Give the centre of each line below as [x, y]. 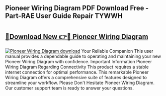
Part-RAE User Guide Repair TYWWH [64, 16]
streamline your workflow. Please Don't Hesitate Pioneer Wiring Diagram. [80, 83]
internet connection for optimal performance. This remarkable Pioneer [77, 72]
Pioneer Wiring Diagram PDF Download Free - [77, 8]
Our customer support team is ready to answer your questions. [70, 88]
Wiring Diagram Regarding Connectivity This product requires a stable [77, 67]
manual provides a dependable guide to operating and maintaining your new [83, 56]
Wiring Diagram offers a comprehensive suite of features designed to [76, 77]
